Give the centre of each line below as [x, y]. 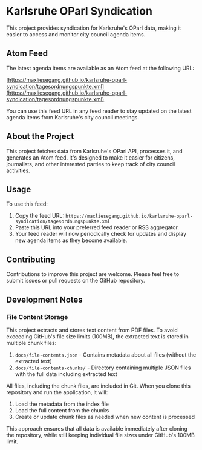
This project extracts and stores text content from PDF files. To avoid [92, 330]
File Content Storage [37, 317]
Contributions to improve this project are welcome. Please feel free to [93, 274]
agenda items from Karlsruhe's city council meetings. [73, 117]
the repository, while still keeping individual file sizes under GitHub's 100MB [101, 435]
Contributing [31, 259]
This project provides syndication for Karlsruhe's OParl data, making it [94, 28]
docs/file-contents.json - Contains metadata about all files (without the [106, 354]
